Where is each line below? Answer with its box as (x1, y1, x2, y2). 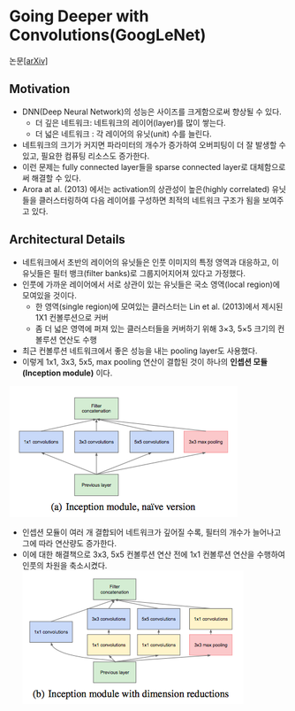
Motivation (9, 81, 71, 97)
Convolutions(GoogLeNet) (9, 25, 207, 45)
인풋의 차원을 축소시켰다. (21, 560, 108, 570)
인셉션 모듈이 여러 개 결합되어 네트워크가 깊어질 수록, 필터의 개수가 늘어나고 (21, 527, 282, 537)
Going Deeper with (9, 6, 149, 27)
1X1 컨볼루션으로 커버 (34, 312, 109, 322)
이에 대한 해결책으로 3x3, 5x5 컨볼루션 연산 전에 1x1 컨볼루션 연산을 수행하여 (21, 549, 285, 560)
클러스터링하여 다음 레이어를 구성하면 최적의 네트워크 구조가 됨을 (38, 195, 261, 205)
